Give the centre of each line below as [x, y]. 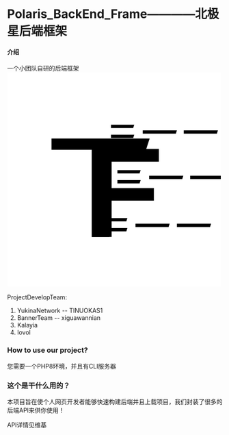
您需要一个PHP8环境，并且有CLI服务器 [62, 366]
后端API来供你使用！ [36, 410]
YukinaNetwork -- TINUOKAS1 [60, 311]
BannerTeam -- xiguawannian [59, 318]
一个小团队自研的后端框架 [43, 69]
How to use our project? [48, 350]
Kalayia [27, 325]
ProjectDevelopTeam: [37, 297]
